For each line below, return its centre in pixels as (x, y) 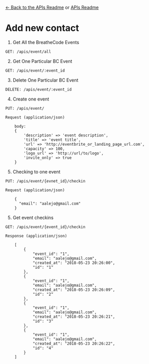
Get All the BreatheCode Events (46, 42)
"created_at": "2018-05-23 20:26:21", (74, 317)
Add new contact (42, 28)
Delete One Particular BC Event (45, 80)
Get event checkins (33, 217)
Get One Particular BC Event (42, 61)
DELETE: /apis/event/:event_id (39, 89)
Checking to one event (36, 172)
